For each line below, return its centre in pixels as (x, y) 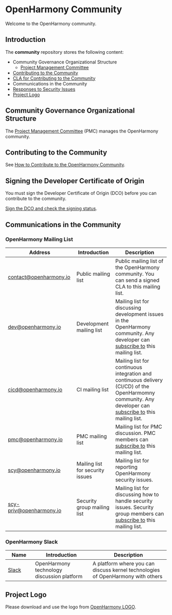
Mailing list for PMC (138, 427)
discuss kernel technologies (126, 570)
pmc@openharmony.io (35, 440)
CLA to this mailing (137, 287)
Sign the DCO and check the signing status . (51, 209)
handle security (134, 501)
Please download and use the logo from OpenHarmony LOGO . (71, 607)
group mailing (93, 507)
